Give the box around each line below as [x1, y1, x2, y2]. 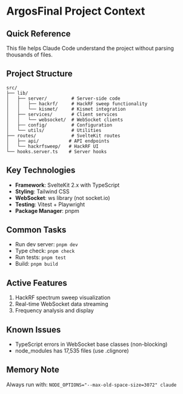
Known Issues [6, 324, 61, 335]
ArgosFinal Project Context [6, 4, 145, 18]
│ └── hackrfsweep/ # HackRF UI [6, 143, 99, 150]
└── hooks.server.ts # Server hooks [6, 148, 107, 154]
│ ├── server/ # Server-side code [6, 95, 121, 102]
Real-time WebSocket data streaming [15, 300, 108, 308]
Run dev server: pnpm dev [15, 241, 78, 248]
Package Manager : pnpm [15, 207, 80, 214]
